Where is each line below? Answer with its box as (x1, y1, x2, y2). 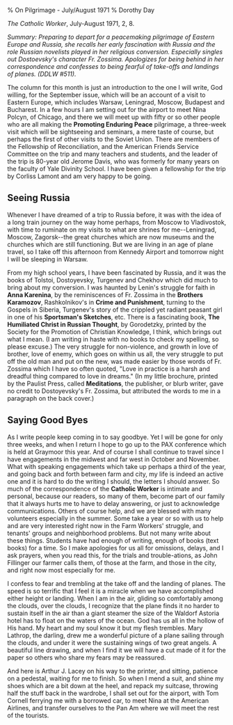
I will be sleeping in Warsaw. (7, 255, 88, 263)
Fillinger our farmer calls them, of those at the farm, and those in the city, (7, 558, 217, 566)
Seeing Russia (7, 192, 71, 204)
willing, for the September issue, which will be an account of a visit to (7, 90, 206, 99)
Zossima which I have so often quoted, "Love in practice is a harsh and (7, 365, 210, 373)
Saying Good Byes (7, 414, 88, 427)
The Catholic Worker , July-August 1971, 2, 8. (7, 19, 135, 27)
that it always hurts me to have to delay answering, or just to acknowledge (7, 499, 220, 507)
